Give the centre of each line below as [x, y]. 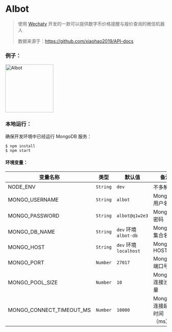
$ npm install [20, 146]
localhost [129, 251]
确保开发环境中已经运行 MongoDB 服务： [49, 136]
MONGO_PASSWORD [34, 216]
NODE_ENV [22, 187]
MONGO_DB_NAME [31, 231]
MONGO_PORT [26, 262]
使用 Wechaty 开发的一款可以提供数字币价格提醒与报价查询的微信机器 [91, 24]
